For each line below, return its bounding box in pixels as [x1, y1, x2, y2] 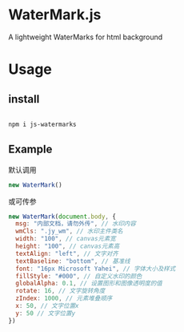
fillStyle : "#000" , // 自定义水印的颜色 [15, 272, 142, 280]
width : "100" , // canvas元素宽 [15, 235, 116, 243]
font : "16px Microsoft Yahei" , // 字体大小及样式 [15, 265, 176, 273]
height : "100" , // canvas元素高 [15, 242, 120, 250]
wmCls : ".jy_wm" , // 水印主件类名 [15, 227, 123, 236]
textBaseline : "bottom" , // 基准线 [15, 257, 130, 265]
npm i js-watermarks [8, 120, 78, 128]
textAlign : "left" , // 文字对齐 [15, 249, 118, 257]
